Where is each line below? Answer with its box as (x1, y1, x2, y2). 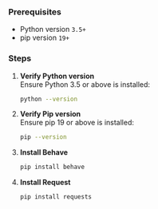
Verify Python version (19, 71, 94, 81)
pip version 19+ (19, 33, 70, 42)
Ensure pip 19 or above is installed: (19, 118, 134, 128)
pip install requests (19, 193, 92, 201)
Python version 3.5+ (19, 25, 86, 34)
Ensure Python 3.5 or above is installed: (19, 79, 150, 89)
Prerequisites (8, 6, 61, 18)
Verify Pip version (19, 109, 81, 119)
